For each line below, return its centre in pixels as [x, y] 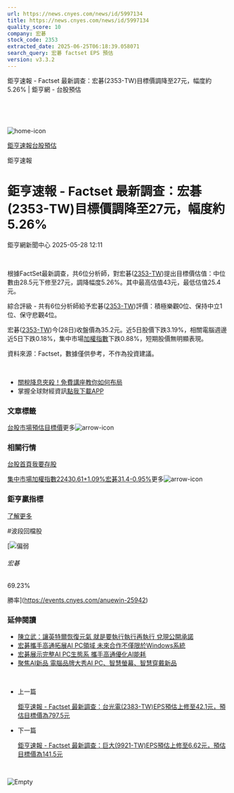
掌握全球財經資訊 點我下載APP [60, 391]
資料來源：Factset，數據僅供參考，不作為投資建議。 [83, 354]
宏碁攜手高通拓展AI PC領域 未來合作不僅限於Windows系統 [102, 646]
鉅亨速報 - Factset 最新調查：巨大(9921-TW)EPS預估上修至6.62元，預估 [122, 745]
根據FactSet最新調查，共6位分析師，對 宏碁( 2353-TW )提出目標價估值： [110, 273]
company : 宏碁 [27, 33]
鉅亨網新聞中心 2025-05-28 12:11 [55, 244]
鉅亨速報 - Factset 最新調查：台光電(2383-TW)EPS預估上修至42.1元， [118, 707]
